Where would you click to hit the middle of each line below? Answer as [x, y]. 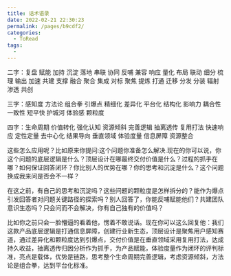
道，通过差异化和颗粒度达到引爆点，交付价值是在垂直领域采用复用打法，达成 [115, 239]
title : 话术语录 [28, 13]
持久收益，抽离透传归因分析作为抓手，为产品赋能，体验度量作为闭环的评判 [112, 248]
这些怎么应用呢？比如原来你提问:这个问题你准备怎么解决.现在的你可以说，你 [114, 150]
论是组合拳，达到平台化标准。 [49, 265]
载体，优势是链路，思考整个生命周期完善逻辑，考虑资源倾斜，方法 [130, 256]
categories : [24, 33]
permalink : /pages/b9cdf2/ [46, 26]
